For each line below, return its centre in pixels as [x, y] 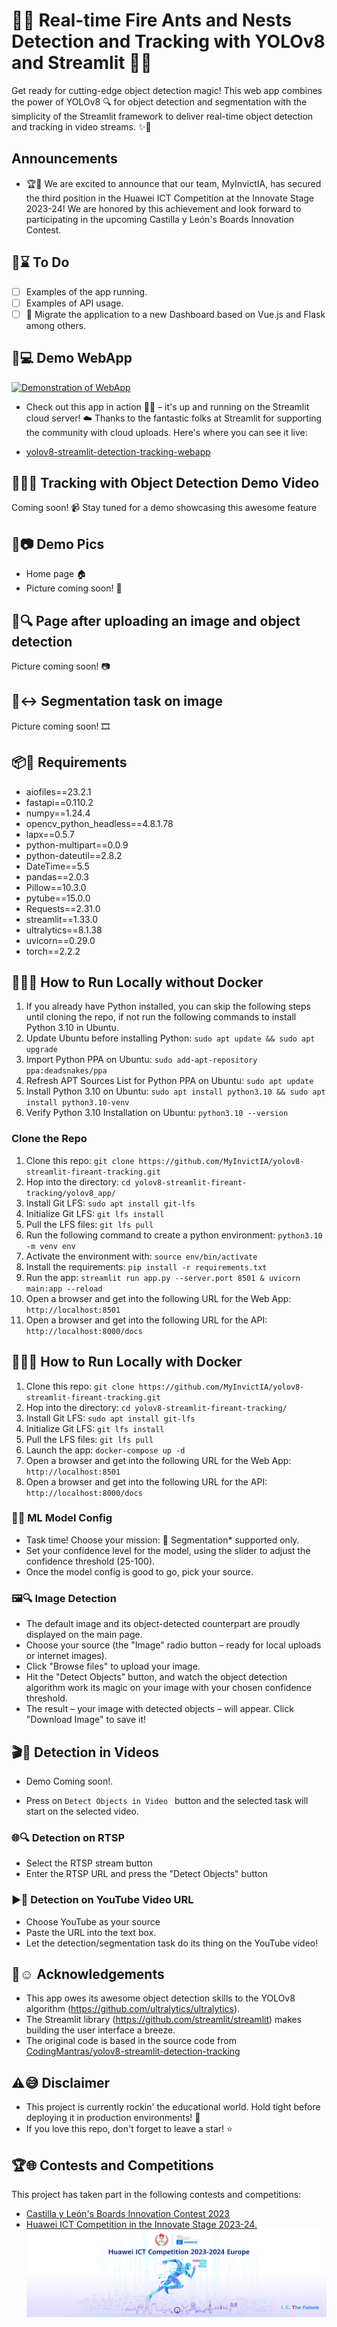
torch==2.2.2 [53, 951]
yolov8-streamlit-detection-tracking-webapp [118, 451]
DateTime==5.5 [57, 866]
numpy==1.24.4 [58, 813]
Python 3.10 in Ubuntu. [72, 1028]
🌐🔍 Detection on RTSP [68, 1837]
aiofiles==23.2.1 [58, 791]
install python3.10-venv [77, 1103]
